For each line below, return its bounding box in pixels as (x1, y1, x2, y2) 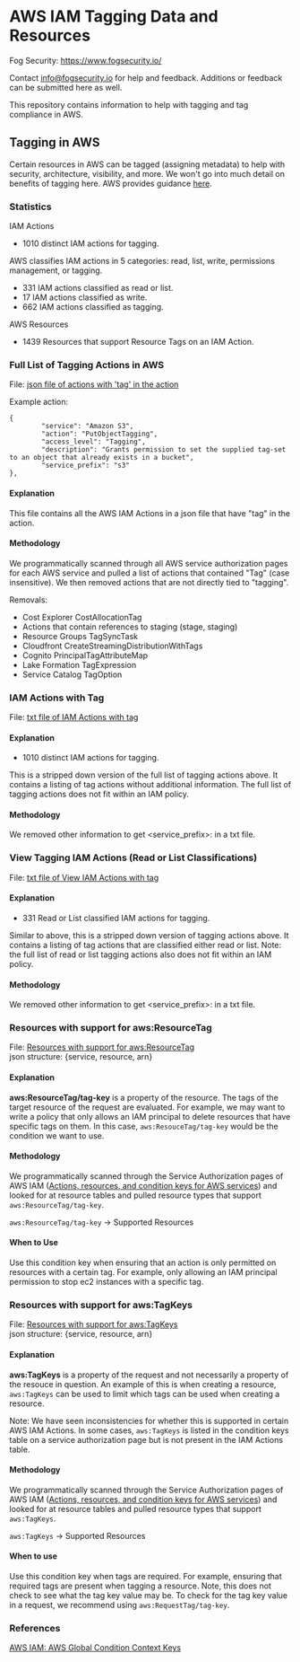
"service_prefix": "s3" (41, 461, 130, 470)
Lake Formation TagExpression (21, 659, 137, 670)
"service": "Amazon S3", (41, 422, 134, 431)
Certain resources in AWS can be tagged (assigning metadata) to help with (9, 159, 286, 170)
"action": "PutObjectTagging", (41, 429, 159, 439)
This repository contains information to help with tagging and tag (9, 99, 249, 110)
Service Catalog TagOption (21, 669, 123, 680)
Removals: (9, 594, 47, 605)
